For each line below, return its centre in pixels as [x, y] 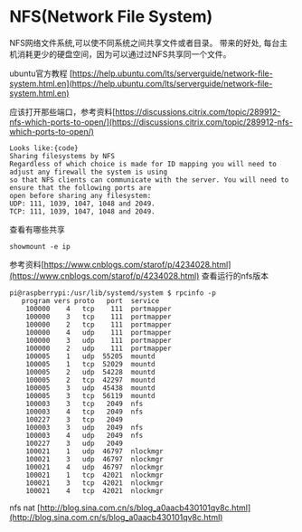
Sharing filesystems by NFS [62, 156]
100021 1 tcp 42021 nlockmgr [95, 475]
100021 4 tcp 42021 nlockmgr [95, 490]
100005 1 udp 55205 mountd [90, 356]
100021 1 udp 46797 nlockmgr [95, 451]
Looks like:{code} [44, 148]
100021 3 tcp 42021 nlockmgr [95, 483]
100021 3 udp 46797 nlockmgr [95, 459]
